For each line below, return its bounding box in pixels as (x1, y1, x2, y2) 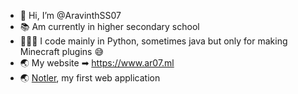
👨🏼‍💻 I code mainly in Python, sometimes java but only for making (19, 35, 288, 47)
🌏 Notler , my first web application (19, 72, 161, 84)
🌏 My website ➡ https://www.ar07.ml (19, 57, 175, 69)
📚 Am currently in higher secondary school (19, 21, 200, 32)
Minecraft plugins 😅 (19, 46, 105, 57)
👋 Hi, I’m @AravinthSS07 (19, 10, 122, 21)
